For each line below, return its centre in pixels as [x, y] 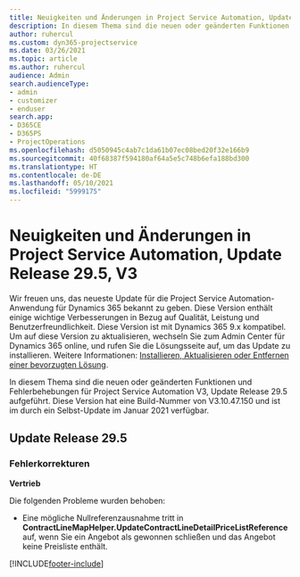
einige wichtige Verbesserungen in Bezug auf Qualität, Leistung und [134, 317]
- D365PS [25, 134]
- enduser [28, 109]
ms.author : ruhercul [48, 68]
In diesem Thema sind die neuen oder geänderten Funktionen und [131, 382]
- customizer [33, 100]
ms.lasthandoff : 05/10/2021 [62, 184]
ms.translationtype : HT [54, 167]
